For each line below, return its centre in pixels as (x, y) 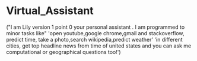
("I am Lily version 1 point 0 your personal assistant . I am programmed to (96, 27)
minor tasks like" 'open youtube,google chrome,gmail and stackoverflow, (95, 33)
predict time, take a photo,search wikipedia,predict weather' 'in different (94, 39)
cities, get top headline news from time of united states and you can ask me (99, 46)
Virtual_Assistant (50, 11)
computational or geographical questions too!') (63, 52)
